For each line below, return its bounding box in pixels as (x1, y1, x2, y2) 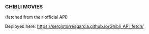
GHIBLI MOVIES (5, 3, 43, 10)
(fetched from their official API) (5, 14, 68, 20)
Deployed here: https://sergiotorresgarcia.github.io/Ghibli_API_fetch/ (5, 23, 144, 29)
